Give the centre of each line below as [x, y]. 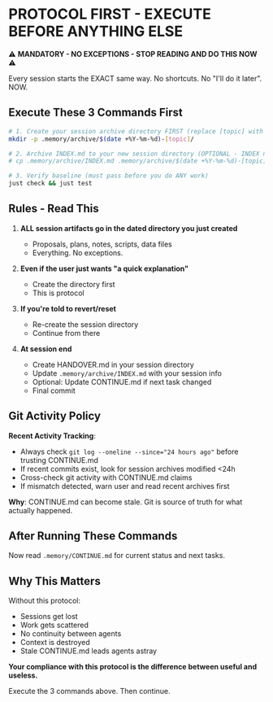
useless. [23, 675]
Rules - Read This [54, 209]
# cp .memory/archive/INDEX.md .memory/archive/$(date [103, 161]
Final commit [54, 390]
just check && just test [50, 184]
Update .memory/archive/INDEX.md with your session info [127, 373]
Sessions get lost [49, 617]
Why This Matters [55, 581]
